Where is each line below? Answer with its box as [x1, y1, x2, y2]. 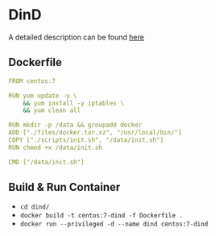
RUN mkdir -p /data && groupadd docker [8, 121, 143, 130]
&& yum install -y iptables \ [23, 99, 125, 107]
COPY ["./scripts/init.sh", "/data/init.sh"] [8, 136, 164, 144]
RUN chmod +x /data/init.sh [8, 143, 103, 151]
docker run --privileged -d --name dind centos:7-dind [19, 220, 209, 229]
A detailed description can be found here [8, 32, 145, 42]
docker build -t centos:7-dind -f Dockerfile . [19, 212, 183, 220]
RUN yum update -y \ [8, 91, 78, 100]
